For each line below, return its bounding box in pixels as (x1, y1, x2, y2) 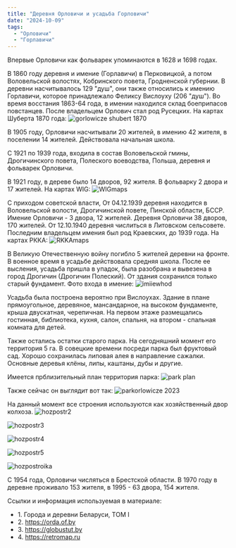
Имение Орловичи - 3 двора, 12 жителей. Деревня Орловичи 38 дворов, (7, 214, 228, 222)
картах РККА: (7, 236, 48, 245)
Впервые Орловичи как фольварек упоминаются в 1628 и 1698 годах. (7, 56, 218, 64)
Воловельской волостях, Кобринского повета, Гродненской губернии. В (7, 77, 225, 85)
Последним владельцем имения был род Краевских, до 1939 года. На (7, 229, 220, 237)
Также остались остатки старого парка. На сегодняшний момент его (7, 337, 216, 345)
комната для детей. (7, 323, 66, 331)
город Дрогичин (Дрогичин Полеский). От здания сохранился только (7, 272, 217, 281)
